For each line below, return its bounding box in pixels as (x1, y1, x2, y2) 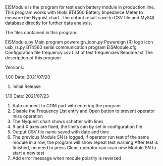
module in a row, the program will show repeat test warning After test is (12, 139, 159, 145)
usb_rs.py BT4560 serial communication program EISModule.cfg (5, 44, 137, 50)
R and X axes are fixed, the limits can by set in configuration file (12, 124, 143, 129)
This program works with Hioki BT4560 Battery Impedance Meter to (5, 9, 143, 15)
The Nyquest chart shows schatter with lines (12, 119, 104, 124)
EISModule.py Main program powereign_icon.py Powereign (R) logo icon (5, 39, 154, 45)
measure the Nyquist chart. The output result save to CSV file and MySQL (5, 15, 156, 20)
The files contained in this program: (5, 30, 78, 35)
